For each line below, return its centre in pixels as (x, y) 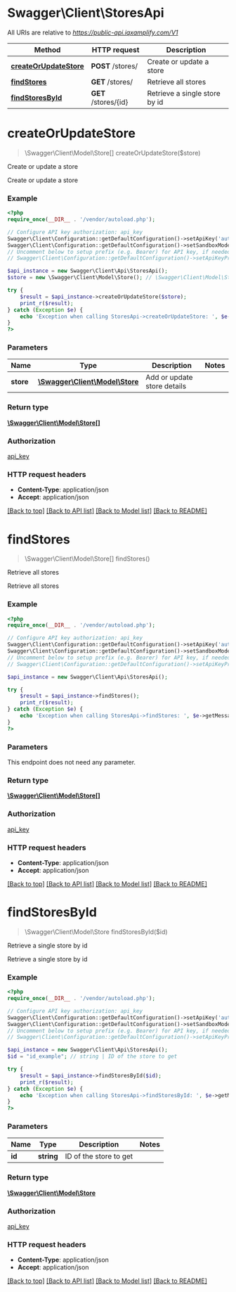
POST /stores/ (114, 66)
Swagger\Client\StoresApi (86, 13)
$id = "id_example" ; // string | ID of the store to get (92, 1056)
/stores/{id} (110, 102)
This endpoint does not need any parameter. (71, 762)
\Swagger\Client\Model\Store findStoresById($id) (96, 932)
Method (47, 49)
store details (166, 386)
